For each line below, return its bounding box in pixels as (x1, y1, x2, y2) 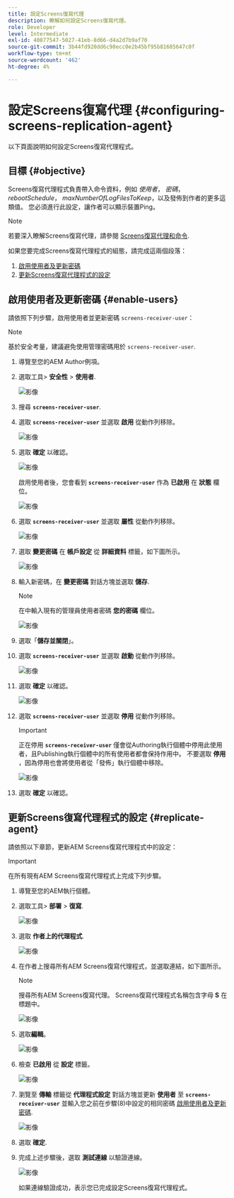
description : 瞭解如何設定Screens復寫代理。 (8, 17, 129, 24)
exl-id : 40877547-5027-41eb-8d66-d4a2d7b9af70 (8, 37, 148, 44)
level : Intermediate (8, 30, 69, 38)
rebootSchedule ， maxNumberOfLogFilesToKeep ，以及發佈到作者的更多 (8, 194, 220, 202)
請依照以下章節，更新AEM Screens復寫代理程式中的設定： (8, 842, 177, 851)
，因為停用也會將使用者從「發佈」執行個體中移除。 (18, 759, 168, 767)
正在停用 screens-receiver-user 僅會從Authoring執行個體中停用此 (18, 741, 211, 749)
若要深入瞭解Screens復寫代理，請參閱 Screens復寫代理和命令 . (8, 231, 190, 240)
